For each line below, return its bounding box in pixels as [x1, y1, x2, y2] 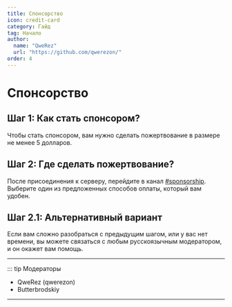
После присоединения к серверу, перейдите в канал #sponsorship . [7, 177, 206, 185]
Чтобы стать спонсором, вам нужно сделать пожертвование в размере [7, 131, 220, 139]
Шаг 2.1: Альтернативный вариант [7, 211, 162, 223]
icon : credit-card [7, 17, 60, 24]
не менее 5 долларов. [7, 138, 72, 146]
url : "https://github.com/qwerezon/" [13, 49, 122, 56]
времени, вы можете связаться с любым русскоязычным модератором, [7, 237, 222, 246]
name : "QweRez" [13, 42, 57, 49]
